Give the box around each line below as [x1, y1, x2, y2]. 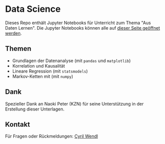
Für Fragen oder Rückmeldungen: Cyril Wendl [5, 133, 98, 139]
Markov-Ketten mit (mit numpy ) [12, 73, 73, 79]
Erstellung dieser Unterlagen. [5, 106, 65, 112]
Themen [5, 44, 32, 53]
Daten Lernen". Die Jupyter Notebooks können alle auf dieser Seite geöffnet [5, 25, 160, 31]
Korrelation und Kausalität [12, 63, 65, 69]
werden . [5, 30, 22, 36]
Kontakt [5, 120, 31, 129]
